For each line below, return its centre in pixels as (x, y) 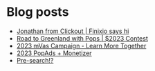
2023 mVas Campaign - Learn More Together (81, 45)
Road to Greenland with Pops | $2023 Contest (82, 38)
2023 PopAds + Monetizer (54, 53)
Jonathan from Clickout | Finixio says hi (73, 31)
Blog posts (38, 12)
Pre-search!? (35, 60)
